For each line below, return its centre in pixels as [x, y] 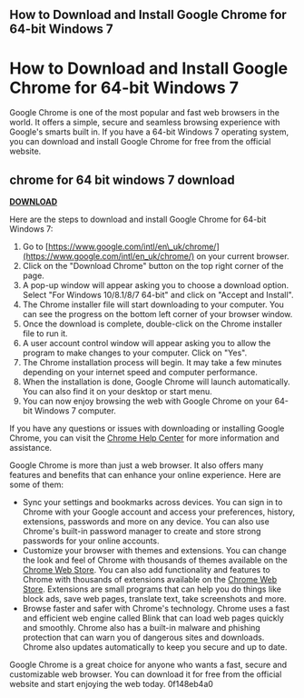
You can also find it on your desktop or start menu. [118, 392]
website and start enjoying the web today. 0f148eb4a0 [111, 684]
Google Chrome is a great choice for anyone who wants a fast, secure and [148, 665]
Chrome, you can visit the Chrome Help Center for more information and [144, 438]
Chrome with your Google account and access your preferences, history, [159, 512]
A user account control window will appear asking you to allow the [147, 344]
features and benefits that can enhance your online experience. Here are [145, 475]
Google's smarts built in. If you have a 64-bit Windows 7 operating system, [149, 132]
